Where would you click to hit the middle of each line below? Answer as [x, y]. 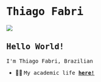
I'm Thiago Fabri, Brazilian [50, 61]
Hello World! [35, 47]
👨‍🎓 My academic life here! [55, 72]
